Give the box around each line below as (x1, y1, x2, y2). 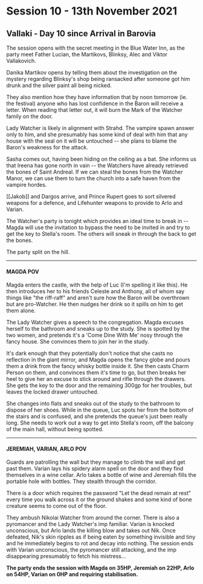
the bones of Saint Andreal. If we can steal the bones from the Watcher (6, 168, 183, 175)
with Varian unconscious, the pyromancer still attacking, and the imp (6, 546, 177, 554)
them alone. (6, 307, 36, 314)
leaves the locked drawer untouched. (6, 388, 99, 395)
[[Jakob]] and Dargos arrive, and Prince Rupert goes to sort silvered (6, 193, 176, 200)
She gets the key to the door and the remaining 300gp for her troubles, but (6, 382, 192, 389)
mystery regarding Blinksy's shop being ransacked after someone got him (6, 76, 190, 82)
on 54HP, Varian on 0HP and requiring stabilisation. (6, 571, 138, 578)
